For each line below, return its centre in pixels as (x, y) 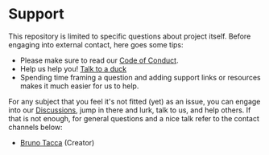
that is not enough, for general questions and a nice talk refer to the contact (134, 118)
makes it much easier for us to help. (79, 86)
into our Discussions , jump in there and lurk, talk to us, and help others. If (130, 110)
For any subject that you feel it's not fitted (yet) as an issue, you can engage (134, 101)
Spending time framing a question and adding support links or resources (140, 77)
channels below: (35, 127)
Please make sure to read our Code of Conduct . (99, 60)
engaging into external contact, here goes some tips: (96, 44)
